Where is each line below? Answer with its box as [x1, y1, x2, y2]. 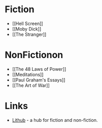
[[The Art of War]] [12, 82, 50, 88]
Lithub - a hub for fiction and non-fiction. [12, 117, 98, 123]
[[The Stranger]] [12, 31, 47, 37]
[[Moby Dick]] [12, 25, 42, 32]
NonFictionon [5, 49, 63, 61]
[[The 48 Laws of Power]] [12, 66, 66, 72]
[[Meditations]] [12, 71, 44, 78]
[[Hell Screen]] [12, 20, 44, 27]
